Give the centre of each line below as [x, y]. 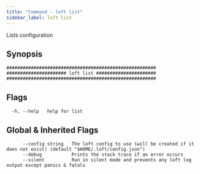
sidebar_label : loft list [39, 18]
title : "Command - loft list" [45, 12]
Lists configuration [30, 35]
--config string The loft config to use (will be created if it [108, 144]
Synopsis [24, 54]
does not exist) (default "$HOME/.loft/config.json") [76, 149]
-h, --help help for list [47, 111]
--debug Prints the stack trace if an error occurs [103, 155]
